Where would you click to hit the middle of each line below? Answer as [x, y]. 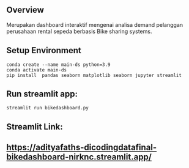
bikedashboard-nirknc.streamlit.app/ [79, 157]
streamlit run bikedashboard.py [47, 108]
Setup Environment [44, 50]
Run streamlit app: [42, 94]
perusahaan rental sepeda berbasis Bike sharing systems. [79, 31]
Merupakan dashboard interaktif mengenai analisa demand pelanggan [95, 24]
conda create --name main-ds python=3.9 [59, 64]
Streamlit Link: [35, 127]
